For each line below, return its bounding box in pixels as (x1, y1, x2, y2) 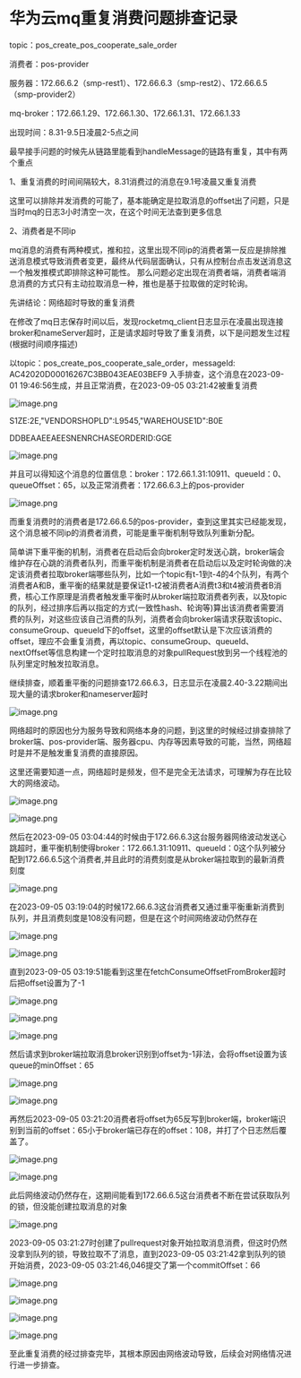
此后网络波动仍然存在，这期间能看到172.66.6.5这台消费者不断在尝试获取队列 (9, 1189, 290, 1201)
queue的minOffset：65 (9, 1059, 94, 1071)
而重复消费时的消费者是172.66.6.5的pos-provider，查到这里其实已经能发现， (9, 516, 291, 527)
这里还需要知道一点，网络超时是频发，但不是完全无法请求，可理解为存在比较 (9, 766, 292, 777)
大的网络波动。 (9, 777, 64, 788)
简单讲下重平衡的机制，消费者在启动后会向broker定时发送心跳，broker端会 (9, 546, 285, 556)
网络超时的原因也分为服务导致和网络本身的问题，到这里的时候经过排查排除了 (9, 725, 292, 736)
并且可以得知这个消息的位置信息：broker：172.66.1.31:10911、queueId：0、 (9, 468, 287, 479)
